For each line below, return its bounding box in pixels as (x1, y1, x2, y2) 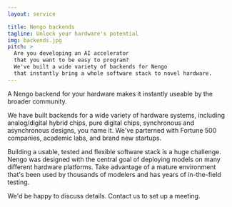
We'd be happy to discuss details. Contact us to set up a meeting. (7, 191, 201, 200)
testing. (7, 178, 30, 186)
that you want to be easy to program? (14, 56, 130, 64)
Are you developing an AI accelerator (14, 50, 130, 57)
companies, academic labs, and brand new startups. (7, 133, 162, 142)
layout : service (7, 10, 56, 18)
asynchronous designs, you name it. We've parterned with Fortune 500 (7, 126, 217, 134)
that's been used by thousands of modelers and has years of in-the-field (7, 170, 221, 178)
